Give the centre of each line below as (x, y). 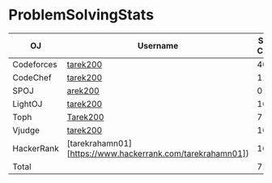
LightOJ (28, 104)
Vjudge (26, 130)
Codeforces (35, 64)
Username (158, 45)
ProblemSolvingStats (81, 15)
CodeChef (32, 77)
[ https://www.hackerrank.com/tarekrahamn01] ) (158, 153)
